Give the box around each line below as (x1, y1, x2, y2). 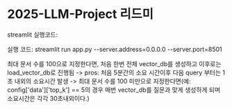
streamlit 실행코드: (7, 30, 58, 39)
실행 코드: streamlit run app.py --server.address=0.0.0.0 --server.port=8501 (7, 45, 222, 53)
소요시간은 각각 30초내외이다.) (7, 94, 90, 102)
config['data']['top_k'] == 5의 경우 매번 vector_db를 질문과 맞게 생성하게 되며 (7, 86, 221, 94)
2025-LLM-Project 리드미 (7, 6, 154, 22)
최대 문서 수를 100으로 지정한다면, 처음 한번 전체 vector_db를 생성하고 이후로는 (7, 59, 222, 68)
